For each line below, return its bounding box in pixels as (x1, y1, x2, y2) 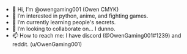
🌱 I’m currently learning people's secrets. (12, 19, 116, 25)
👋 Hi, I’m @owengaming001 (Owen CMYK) (12, 6, 119, 13)
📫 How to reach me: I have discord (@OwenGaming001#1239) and (12, 32, 182, 39)
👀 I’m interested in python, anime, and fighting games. (12, 12, 148, 19)
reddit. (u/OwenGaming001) (12, 41, 82, 48)
